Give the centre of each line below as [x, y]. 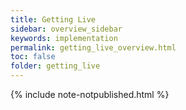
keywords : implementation [64, 38]
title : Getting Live [53, 19]
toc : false [33, 57]
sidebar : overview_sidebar [66, 29]
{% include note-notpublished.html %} [90, 94]
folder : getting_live [55, 66]
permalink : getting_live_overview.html [93, 47]
